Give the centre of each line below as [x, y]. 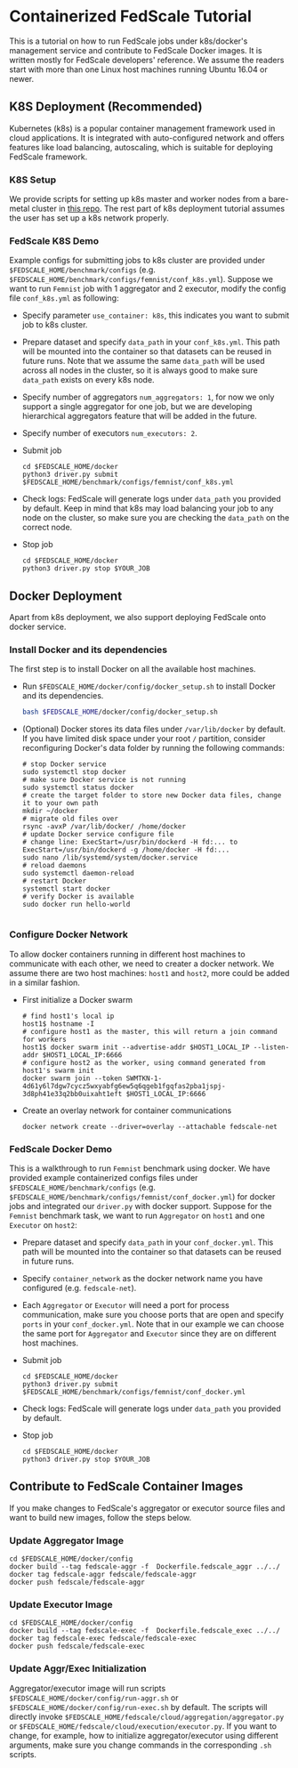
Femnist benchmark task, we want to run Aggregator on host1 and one [137, 1215]
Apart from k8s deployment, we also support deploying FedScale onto [138, 618]
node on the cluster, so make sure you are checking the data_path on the [156, 518]
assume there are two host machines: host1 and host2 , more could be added [149, 973]
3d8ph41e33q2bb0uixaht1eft [72, 1094]
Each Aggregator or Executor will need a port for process [125, 1304]
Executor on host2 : [43, 1224]
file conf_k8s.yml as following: [64, 298]
